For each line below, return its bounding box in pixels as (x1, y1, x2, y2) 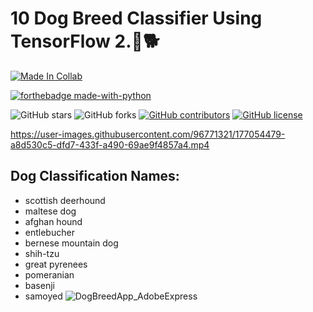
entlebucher (24, 226, 75, 238)
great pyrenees (24, 258, 88, 270)
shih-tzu (24, 247, 60, 259)
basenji (24, 279, 55, 291)
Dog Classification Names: (10, 168, 180, 185)
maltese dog (24, 205, 77, 217)
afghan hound (24, 215, 83, 227)
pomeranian (24, 268, 75, 281)
